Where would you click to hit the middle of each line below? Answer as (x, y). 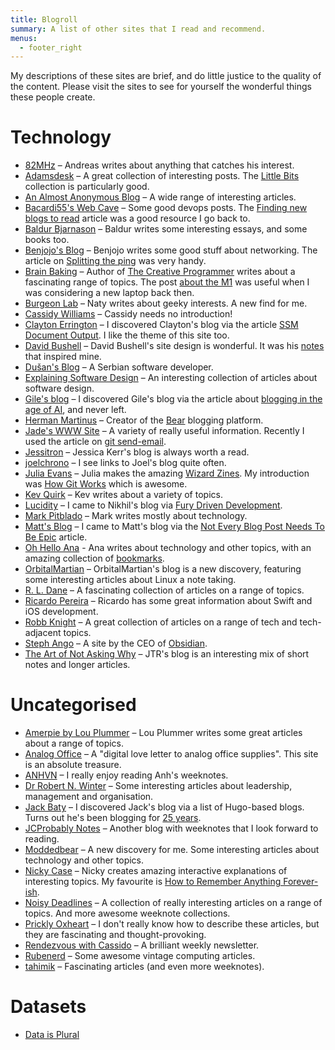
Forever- (301, 882)
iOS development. (61, 612)
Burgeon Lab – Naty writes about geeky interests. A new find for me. (166, 303)
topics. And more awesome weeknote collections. (127, 913)
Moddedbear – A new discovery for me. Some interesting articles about (172, 850)
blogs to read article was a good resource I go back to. (137, 218)
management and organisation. (89, 797)
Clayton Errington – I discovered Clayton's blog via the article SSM (161, 325)
